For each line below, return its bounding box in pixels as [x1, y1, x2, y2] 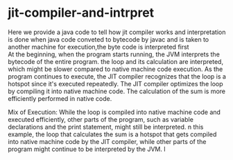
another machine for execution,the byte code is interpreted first [8, 42, 189, 51]
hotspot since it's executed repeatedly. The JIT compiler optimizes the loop [8, 79, 223, 88]
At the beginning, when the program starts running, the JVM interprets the [8, 50, 221, 58]
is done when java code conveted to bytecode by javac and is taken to [8, 35, 209, 43]
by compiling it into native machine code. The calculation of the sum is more [8, 87, 226, 95]
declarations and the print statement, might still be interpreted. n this [8, 122, 204, 131]
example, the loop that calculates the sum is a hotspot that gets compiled [8, 130, 217, 138]
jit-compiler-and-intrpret [8, 5, 155, 21]
